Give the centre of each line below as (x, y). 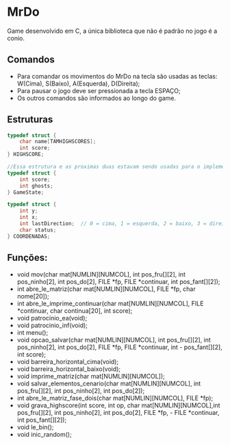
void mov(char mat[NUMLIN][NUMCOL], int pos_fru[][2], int (101, 274)
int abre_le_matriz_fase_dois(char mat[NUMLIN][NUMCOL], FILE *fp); (115, 398)
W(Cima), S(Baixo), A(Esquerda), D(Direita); (78, 84)
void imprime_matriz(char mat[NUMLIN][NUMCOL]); (91, 376)
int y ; (29, 211)
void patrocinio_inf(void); (52, 325)
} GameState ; (26, 192)
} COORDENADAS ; (29, 236)
